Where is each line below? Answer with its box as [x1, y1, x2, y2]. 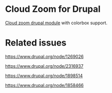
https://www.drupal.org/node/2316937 [5, 63, 84, 69]
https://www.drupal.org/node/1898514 [5, 73, 83, 79]
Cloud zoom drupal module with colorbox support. [5, 20, 108, 26]
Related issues [5, 37, 67, 48]
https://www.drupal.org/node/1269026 [5, 53, 84, 59]
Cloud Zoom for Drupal [5, 3, 101, 15]
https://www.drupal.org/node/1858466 [5, 82, 84, 88]
